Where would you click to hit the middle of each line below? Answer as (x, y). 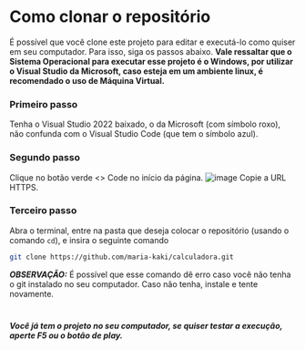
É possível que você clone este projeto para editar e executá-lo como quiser (152, 42)
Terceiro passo (43, 211)
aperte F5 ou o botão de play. (66, 335)
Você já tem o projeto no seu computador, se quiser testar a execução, (146, 325)
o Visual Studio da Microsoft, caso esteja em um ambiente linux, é (137, 71)
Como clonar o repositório (110, 17)
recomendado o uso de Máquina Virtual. (87, 80)
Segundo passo (45, 158)
